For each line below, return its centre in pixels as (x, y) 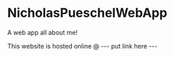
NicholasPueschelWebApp (87, 13)
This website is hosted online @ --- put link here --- (82, 46)
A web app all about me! (43, 32)
